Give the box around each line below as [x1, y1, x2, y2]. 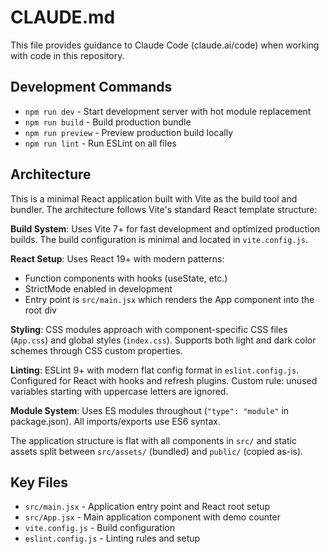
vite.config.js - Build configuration [24, 522, 175, 534]
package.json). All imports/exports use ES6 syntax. [10, 415, 221, 427]
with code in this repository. [10, 49, 125, 61]
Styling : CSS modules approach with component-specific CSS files [10, 323, 288, 335]
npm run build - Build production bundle [24, 116, 192, 128]
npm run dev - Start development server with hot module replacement [24, 105, 312, 117]
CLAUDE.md [10, 6, 116, 29]
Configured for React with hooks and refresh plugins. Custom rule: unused [10, 374, 318, 386]
